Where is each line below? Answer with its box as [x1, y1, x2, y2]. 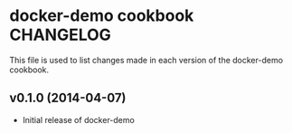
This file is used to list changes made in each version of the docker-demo [9, 54, 283, 65]
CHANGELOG [9, 24, 111, 45]
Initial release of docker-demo [22, 114, 136, 125]
